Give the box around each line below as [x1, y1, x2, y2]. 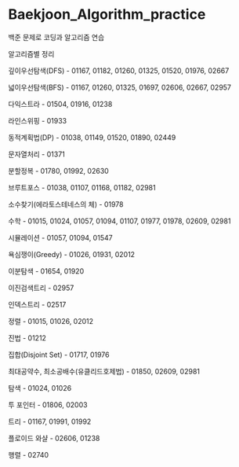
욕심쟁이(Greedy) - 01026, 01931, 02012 [8, 249, 136, 259]
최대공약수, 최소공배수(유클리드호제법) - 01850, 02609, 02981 [8, 366, 200, 376]
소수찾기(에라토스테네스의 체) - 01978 [8, 199, 124, 209]
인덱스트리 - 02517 [8, 300, 67, 309]
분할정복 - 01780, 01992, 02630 [8, 166, 110, 175]
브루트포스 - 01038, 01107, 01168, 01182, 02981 [8, 182, 156, 192]
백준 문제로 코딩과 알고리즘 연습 [8, 32, 105, 42]
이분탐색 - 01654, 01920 [8, 266, 85, 276]
